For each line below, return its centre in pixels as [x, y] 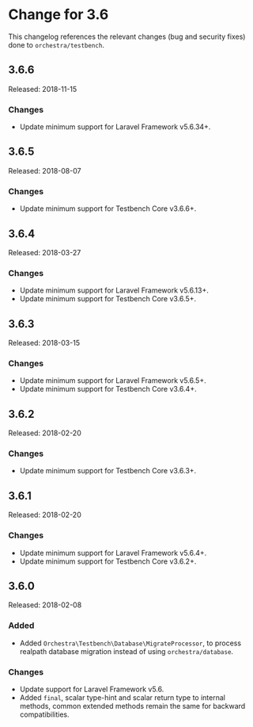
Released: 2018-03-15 [44, 343]
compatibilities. [44, 714]
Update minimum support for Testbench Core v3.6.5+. [108, 299]
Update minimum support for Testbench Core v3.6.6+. [108, 209]
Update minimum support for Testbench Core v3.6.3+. [108, 471]
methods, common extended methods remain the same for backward [132, 706]
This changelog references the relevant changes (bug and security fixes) [127, 36]
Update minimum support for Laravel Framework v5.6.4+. [113, 553]
